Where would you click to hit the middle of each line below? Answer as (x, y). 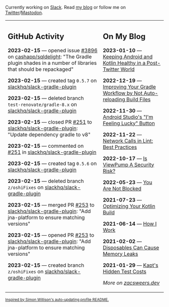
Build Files (139, 99)
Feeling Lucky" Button (129, 123)
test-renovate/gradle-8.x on (42, 104)
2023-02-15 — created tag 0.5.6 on (52, 163)
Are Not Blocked (122, 188)
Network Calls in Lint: (128, 141)
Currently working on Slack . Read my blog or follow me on (66, 7)
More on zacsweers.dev (131, 282)
